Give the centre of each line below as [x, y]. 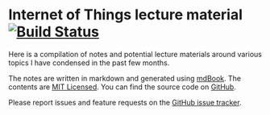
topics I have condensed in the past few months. [89, 63]
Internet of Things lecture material [126, 15]
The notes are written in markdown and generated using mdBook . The [125, 78]
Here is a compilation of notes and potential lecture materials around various [135, 54]
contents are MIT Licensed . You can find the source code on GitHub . [122, 87]
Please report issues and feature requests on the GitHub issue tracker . [125, 102]
